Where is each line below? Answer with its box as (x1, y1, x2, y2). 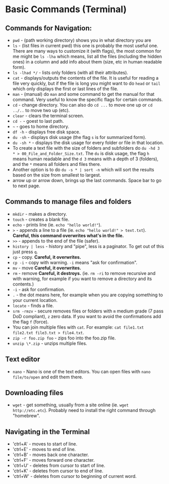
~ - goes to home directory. (12, 123, 70, 129)
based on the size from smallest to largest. (12, 172, 101, 178)
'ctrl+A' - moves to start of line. (12, 441, 78, 447)
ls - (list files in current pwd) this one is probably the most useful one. (12, 43, 158, 49)
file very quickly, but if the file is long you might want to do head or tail (12, 80, 160, 86)
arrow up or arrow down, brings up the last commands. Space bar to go (12, 178, 162, 183)
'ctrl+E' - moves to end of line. (12, 446, 76, 453)
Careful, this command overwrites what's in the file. (12, 232, 124, 238)
